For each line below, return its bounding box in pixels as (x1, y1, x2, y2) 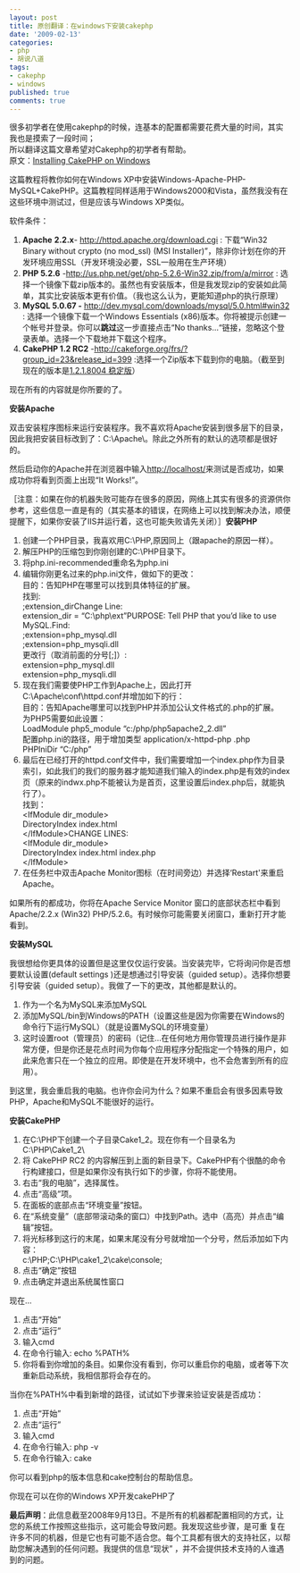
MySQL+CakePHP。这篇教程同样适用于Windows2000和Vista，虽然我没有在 (9, 185, 288, 197)
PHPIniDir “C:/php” (21, 744, 92, 755)
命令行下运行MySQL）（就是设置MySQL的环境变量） (21, 1022, 214, 1032)
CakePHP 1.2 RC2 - (21, 343, 95, 354)
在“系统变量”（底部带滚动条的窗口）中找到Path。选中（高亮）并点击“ (21, 1211, 277, 1222)
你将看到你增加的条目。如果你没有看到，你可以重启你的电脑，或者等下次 (21, 1359, 288, 1370)
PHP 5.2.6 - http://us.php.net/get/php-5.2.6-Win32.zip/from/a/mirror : (21, 268, 279, 279)
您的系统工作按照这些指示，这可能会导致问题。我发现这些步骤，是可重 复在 (9, 1521, 286, 1532)
